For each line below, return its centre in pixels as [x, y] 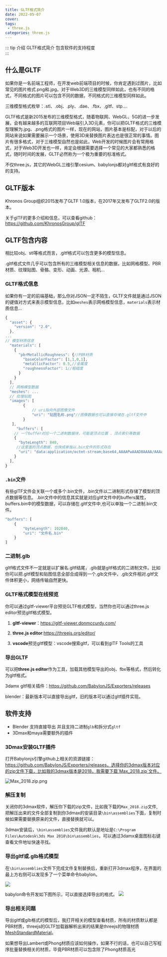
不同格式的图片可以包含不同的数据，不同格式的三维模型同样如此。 [81, 96]
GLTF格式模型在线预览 [32, 594]
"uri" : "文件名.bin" [43, 533]
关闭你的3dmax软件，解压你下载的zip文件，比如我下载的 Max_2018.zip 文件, [82, 807]
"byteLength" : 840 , [38, 443]
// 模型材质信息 [20, 341]
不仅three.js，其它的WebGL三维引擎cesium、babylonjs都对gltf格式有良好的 [82, 164]
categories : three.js [28, 33]
